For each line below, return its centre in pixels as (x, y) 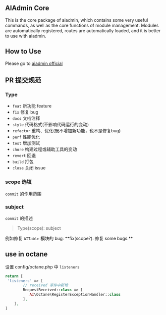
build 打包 (23, 162)
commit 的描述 (19, 218)
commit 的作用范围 (23, 194)
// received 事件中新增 (46, 285)
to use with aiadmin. (26, 36)
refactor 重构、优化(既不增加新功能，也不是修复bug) (66, 131)
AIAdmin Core (27, 8)
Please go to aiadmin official (34, 63)
